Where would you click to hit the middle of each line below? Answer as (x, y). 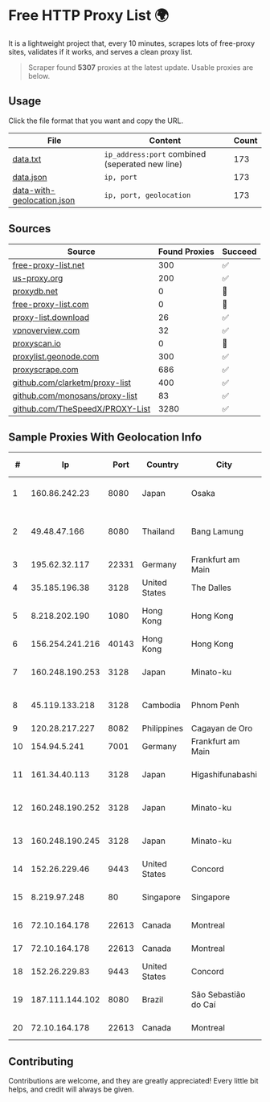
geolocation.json (44, 200)
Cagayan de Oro (222, 728)
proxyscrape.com (45, 369)
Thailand (158, 531)
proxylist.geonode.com (56, 356)
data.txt (27, 159)
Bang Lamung (217, 531)
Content (165, 140)
